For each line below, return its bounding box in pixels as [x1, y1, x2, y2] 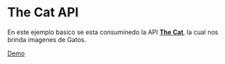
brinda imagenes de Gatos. [7, 35, 87, 43]
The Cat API [7, 4, 79, 21]
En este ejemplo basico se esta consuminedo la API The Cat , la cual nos [7, 28, 219, 36]
